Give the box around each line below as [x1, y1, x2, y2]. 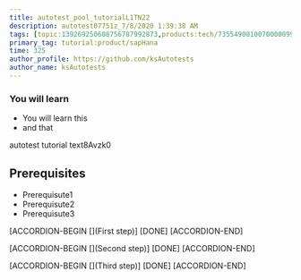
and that [21, 123, 54, 133]
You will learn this [21, 113, 88, 123]
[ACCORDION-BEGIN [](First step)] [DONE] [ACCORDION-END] [9, 225, 244, 236]
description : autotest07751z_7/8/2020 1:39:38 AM [9, 21, 199, 30]
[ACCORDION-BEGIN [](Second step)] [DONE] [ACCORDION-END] [9, 242, 255, 253]
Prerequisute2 [21, 199, 75, 209]
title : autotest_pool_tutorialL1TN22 [9, 13, 150, 22]
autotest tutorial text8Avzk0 [9, 140, 112, 150]
